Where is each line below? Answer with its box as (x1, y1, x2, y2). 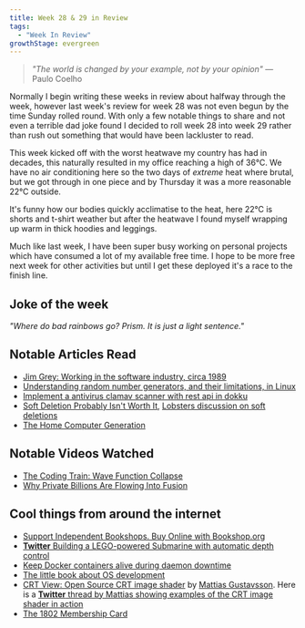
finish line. (9, 270, 48, 281)
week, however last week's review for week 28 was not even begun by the (9, 101, 290, 112)
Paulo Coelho (31, 74, 83, 85)
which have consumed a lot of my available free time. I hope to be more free (9, 251, 296, 262)
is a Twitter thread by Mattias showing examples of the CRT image (22, 589, 273, 600)
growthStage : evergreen (9, 38, 100, 48)
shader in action (22, 598, 84, 609)
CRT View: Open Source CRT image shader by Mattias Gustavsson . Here (22, 579, 296, 590)
